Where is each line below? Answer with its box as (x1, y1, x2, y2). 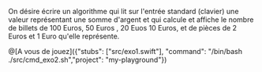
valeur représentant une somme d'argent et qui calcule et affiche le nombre (8, 15, 254, 24)
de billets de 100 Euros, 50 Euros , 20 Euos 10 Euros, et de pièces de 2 (8, 23, 238, 32)
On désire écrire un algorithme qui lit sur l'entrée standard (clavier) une (8, 7, 239, 16)
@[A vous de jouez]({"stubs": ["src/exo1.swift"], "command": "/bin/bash (8, 47, 243, 56)
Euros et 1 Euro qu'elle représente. (8, 31, 120, 41)
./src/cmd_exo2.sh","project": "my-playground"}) (8, 55, 167, 64)
